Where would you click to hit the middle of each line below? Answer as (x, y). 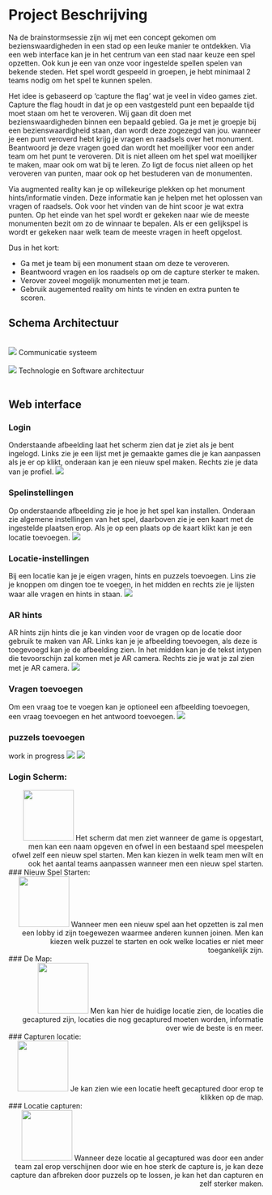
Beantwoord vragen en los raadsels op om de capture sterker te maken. (140, 272)
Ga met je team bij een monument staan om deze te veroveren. (125, 263)
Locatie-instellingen (49, 558)
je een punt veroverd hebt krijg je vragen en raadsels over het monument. (131, 138)
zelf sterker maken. (232, 1184)
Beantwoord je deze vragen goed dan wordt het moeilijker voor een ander (132, 147)
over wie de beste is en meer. (215, 1028)
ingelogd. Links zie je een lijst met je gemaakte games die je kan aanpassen (134, 454)
